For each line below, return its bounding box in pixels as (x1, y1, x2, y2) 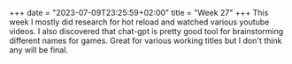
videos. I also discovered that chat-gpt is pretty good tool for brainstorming (9, 26, 284, 36)
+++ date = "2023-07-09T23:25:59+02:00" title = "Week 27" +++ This (9, 8, 269, 18)
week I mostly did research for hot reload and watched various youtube (9, 17, 270, 27)
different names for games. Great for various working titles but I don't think (9, 35, 282, 46)
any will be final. (9, 45, 69, 55)
